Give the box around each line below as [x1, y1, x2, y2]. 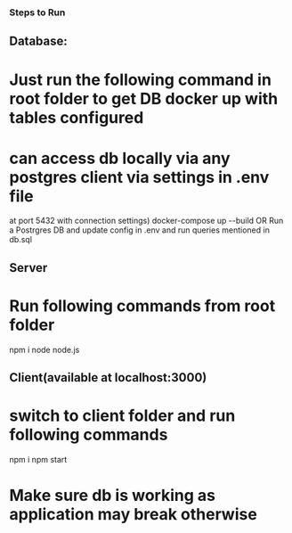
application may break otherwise [9, 504, 258, 525]
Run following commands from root [9, 296, 276, 316]
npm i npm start [9, 455, 68, 465]
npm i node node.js [9, 344, 80, 355]
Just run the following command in [9, 70, 272, 90]
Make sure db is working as [9, 486, 216, 505]
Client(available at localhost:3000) [9, 370, 207, 385]
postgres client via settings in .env [9, 167, 270, 187]
